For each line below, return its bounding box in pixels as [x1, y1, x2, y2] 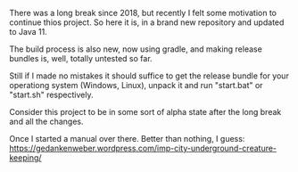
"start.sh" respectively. [9, 89, 94, 100]
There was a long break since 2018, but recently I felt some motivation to [9, 8, 277, 18]
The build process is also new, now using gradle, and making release [9, 44, 263, 54]
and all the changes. [9, 116, 84, 127]
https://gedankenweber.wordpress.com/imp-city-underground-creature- [9, 143, 277, 153]
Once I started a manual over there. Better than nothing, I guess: [9, 134, 245, 143]
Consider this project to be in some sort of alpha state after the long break [9, 107, 282, 117]
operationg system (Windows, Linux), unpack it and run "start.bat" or [9, 80, 263, 90]
